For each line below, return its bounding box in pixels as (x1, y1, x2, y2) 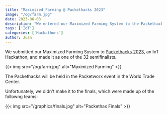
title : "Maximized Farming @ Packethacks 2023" (5, 7, 106, 12)
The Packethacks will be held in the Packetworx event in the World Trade (5, 73, 155, 79)
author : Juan (5, 35, 32, 40)
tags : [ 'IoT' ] (5, 26, 35, 31)
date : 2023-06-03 (5, 16, 41, 21)
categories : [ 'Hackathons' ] (5, 30, 64, 35)
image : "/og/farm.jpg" (5, 12, 52, 17)
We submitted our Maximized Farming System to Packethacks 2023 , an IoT (5, 48, 159, 55)
